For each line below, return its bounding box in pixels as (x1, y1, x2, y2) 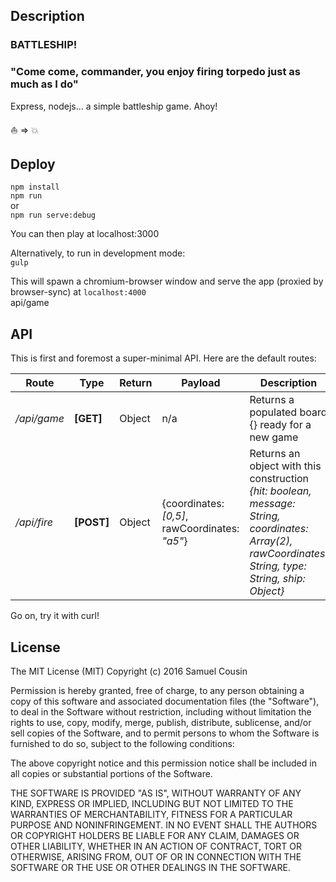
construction (249, 472, 310, 486)
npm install (10, 182, 60, 193)
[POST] (73, 515, 110, 529)
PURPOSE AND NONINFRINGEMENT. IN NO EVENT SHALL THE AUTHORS (10, 819, 318, 831)
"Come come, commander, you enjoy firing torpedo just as (10, 65, 301, 79)
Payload (181, 376, 221, 390)
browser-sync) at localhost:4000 (10, 286, 147, 298)
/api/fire (15, 515, 53, 529)
